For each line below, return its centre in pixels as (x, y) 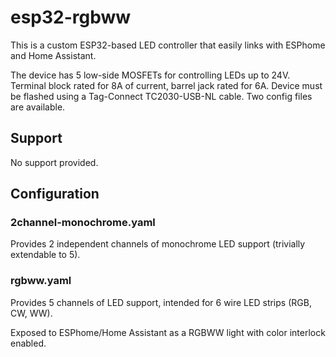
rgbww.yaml (41, 281)
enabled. (28, 343)
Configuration (55, 194)
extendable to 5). (45, 255)
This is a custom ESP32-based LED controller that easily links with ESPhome (168, 45)
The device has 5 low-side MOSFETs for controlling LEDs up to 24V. (150, 75)
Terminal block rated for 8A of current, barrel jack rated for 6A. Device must (166, 85)
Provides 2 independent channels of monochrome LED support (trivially (158, 244)
